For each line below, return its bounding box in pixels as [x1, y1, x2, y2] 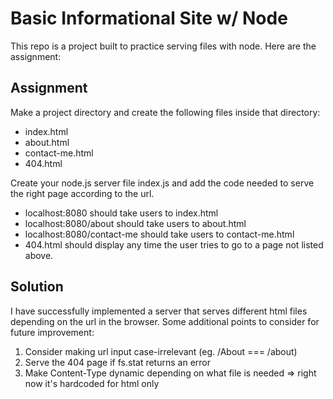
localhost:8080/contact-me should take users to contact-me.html [24, 228, 295, 240]
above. [24, 249, 54, 261]
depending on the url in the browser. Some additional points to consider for [10, 315, 320, 327]
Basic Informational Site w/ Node [10, 7, 288, 30]
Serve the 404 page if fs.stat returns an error [24, 356, 211, 368]
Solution [10, 278, 64, 296]
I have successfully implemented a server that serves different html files [10, 305, 308, 317]
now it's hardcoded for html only [24, 377, 160, 389]
